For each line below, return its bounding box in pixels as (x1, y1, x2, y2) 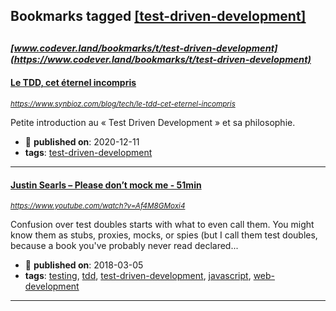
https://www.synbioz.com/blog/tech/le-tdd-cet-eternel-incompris (10, 99, 236, 109)
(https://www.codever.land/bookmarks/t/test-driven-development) (10, 53, 312, 66)
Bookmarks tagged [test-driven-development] (10, 8, 307, 25)
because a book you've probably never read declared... (10, 240, 239, 252)
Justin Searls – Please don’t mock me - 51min (10, 179, 202, 191)
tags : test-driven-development (24, 146, 153, 158)
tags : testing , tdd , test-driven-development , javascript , (24, 270, 252, 282)
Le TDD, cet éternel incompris (10, 77, 137, 89)
